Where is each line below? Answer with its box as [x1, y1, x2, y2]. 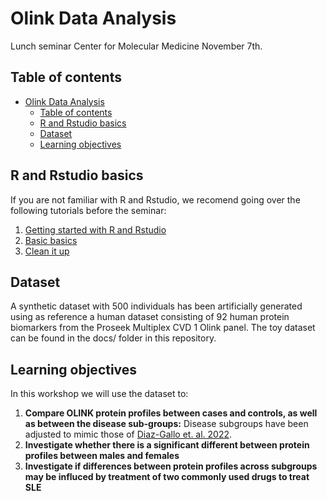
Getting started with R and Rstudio [24, 223, 167, 236]
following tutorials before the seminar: [10, 204, 167, 216]
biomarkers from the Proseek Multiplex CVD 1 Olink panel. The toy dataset [10, 322, 316, 334]
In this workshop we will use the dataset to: [10, 388, 189, 400]
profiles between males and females [24, 450, 180, 462]
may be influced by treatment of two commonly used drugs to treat [24, 471, 310, 483]
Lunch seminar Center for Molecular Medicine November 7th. [10, 40, 263, 52]
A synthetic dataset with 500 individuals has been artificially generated [10, 300, 303, 312]
